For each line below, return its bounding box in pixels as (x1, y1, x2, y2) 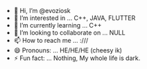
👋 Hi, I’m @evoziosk (13, 7, 71, 14)
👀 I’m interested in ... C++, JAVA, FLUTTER (13, 14, 136, 22)
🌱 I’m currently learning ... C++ (13, 21, 102, 29)
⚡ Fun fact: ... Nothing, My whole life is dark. (13, 54, 141, 62)
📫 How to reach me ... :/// (13, 37, 89, 44)
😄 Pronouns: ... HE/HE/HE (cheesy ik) (13, 46, 123, 55)
